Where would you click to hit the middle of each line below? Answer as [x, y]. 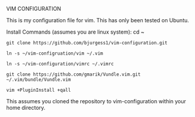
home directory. [26, 108]
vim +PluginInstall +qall [38, 90]
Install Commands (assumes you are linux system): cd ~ [76, 32]
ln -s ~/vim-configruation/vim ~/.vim [55, 53]
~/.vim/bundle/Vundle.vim [38, 80]
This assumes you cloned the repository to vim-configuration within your [96, 101]
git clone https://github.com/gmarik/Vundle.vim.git [73, 74]
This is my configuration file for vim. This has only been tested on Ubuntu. [98, 20]
